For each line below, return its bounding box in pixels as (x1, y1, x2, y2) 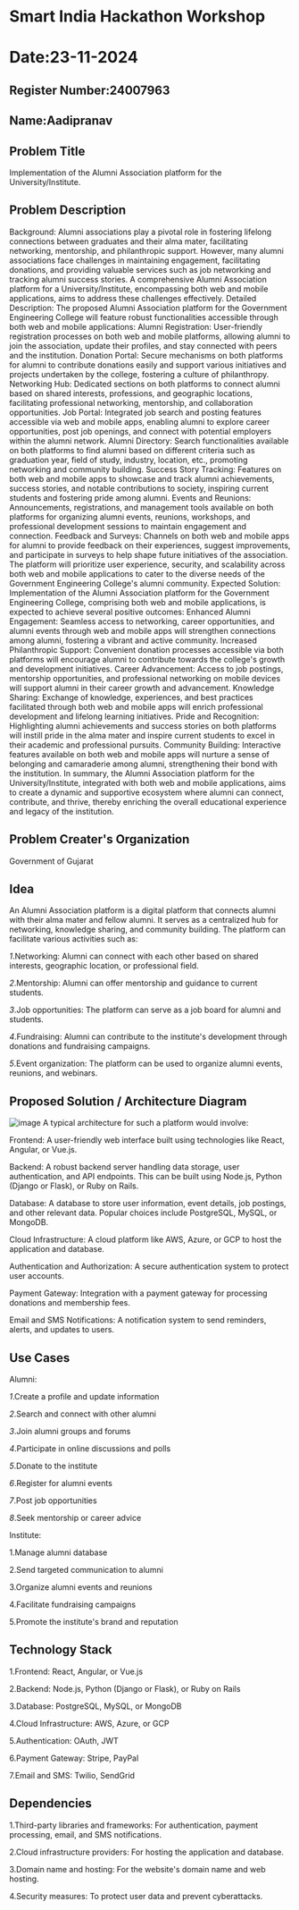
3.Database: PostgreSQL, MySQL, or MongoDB (9, 1701, 182, 1711)
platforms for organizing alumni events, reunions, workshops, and (9, 511, 251, 522)
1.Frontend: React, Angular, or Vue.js (9, 1666, 144, 1677)
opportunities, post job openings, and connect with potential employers (9, 426, 272, 436)
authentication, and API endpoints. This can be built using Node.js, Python (9, 1171, 283, 1182)
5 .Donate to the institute (9, 1460, 98, 1472)
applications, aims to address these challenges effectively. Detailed (9, 292, 257, 303)
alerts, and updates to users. (9, 1324, 114, 1335)
